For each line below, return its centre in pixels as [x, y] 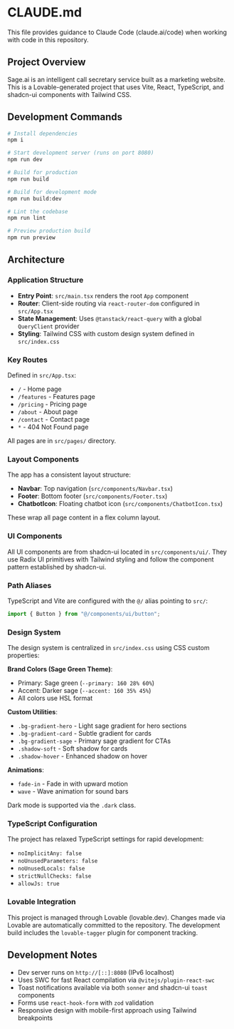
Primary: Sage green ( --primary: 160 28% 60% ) [86, 683]
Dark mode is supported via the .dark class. [72, 805]
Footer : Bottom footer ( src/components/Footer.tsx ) [92, 496]
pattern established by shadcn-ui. [57, 567]
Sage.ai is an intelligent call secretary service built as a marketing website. [116, 79]
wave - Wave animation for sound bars [73, 791]
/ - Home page [39, 389]
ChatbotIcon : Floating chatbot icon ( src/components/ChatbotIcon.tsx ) [120, 504]
